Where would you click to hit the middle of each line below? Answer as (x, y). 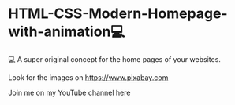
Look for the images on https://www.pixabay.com (88, 77)
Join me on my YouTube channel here (69, 92)
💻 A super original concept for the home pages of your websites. (114, 59)
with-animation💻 (67, 32)
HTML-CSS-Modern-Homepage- (118, 14)
